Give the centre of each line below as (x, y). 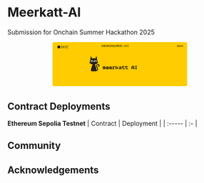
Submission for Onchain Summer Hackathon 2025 (81, 32)
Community (34, 146)
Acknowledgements (53, 170)
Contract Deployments (59, 106)
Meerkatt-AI (44, 12)
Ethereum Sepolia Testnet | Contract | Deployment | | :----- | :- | (102, 123)
